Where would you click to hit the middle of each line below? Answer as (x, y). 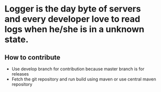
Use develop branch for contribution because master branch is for (78, 69)
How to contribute (33, 57)
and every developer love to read (72, 19)
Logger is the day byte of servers (73, 9)
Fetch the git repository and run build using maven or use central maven (84, 79)
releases (20, 74)
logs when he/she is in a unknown (74, 29)
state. (17, 40)
